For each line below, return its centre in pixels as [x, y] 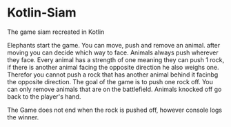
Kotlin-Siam [42, 13]
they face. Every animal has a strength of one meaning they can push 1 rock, [116, 59]
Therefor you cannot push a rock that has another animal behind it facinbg [113, 75]
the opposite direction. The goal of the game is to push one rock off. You [110, 81]
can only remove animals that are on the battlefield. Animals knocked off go [114, 89]
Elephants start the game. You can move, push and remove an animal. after [114, 45]
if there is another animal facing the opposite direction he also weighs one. [113, 67]
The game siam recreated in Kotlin [56, 32]
